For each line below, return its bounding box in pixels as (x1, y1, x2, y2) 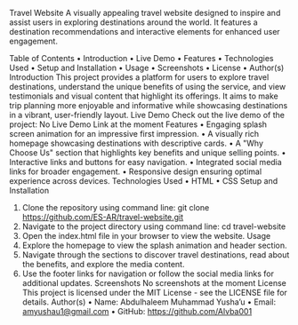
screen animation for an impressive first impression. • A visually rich (9, 129, 260, 139)
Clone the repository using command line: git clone (21, 202, 210, 212)
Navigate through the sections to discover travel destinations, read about (21, 250, 290, 260)
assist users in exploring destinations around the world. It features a (9, 17, 258, 28)
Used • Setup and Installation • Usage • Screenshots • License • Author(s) (9, 62, 285, 73)
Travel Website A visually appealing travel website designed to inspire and (9, 8, 281, 18)
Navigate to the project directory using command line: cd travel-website (21, 221, 286, 232)
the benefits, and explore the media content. (21, 259, 185, 269)
